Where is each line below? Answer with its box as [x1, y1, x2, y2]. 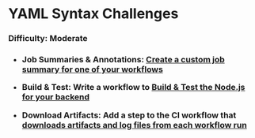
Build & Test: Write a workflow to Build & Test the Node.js [21, 82, 245, 93]
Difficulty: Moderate [8, 33, 89, 44]
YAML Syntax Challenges [8, 5, 179, 23]
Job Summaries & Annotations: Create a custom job [21, 54, 226, 65]
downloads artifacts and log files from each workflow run [21, 119, 247, 130]
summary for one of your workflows [21, 64, 164, 75]
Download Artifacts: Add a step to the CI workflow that [21, 110, 237, 121]
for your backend [21, 91, 89, 103]
